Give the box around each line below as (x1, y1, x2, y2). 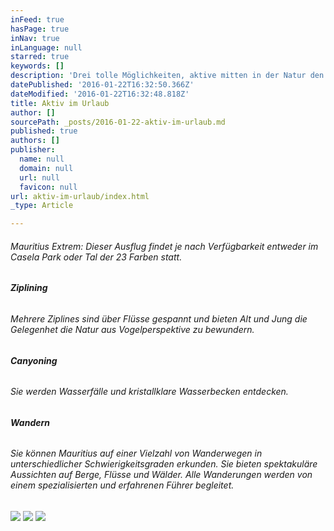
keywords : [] (10, 61, 65, 71)
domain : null (19, 163, 74, 173)
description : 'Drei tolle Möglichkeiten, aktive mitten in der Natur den (10, 71, 325, 81)
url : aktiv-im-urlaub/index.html (10, 191, 150, 201)
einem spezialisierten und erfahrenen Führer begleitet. (10, 479, 235, 491)
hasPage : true (10, 24, 70, 34)
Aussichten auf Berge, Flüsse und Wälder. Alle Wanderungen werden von (10, 469, 313, 481)
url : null (19, 172, 60, 183)
